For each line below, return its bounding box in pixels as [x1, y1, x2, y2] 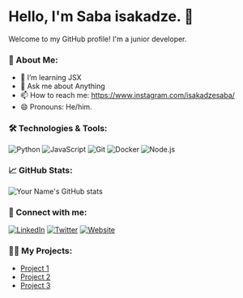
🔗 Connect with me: [8, 206, 87, 218]
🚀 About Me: [8, 54, 58, 66]
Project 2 [19, 272, 51, 282]
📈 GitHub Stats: [8, 165, 73, 177]
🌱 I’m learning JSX [19, 73, 83, 83]
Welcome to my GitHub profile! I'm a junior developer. [8, 34, 187, 44]
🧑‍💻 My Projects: [8, 245, 73, 257]
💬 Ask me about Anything [19, 81, 105, 92]
